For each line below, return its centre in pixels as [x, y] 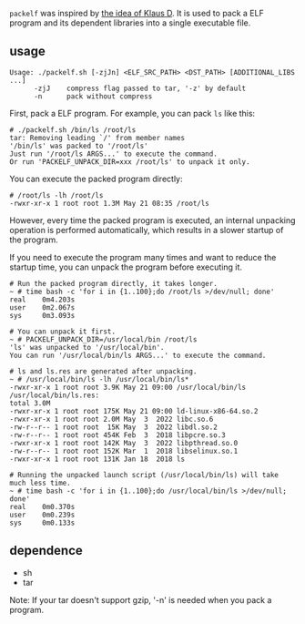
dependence [46, 551]
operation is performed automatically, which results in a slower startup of [147, 230]
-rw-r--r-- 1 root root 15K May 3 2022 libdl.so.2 [114, 427]
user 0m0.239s [42, 515]
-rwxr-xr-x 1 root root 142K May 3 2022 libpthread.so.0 [124, 443]
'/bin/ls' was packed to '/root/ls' [79, 146]
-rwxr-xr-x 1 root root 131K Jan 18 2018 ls [97, 459]
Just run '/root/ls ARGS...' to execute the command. [114, 154]
